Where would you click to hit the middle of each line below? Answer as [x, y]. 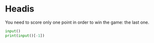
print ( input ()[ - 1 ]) [25, 36]
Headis [20, 9]
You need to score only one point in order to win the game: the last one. [77, 22]
